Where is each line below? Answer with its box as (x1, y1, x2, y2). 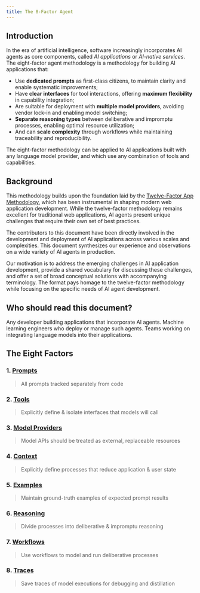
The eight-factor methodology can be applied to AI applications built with (6, 146, 186, 153)
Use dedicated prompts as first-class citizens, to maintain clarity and (14, 77, 186, 84)
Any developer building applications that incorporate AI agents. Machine (6, 318, 184, 326)
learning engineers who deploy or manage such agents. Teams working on (6, 325, 190, 332)
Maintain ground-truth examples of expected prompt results (20, 494, 169, 501)
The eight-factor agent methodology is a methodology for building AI (6, 59, 176, 66)
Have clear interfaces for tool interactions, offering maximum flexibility (14, 90, 193, 98)
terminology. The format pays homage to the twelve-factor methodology (6, 279, 185, 286)
